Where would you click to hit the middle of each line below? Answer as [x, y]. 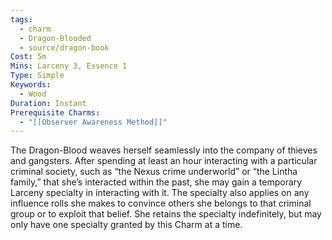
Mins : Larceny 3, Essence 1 [69, 66]
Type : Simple [37, 76]
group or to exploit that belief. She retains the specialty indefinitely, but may [166, 214]
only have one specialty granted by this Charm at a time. [126, 225]
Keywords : [31, 85]
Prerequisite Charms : [55, 112]
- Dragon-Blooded [55, 38]
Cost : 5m [28, 57]
